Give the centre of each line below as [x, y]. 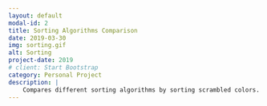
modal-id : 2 [28, 23]
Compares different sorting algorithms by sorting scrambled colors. [142, 90]
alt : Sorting [30, 53]
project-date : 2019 [41, 61]
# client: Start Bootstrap [53, 68]
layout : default [35, 16]
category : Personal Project [55, 75]
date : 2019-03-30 [37, 38]
